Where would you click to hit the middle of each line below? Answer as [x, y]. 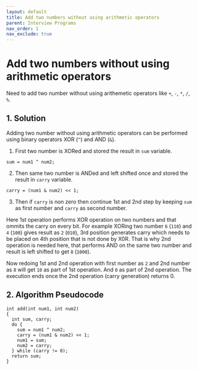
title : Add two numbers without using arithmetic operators [83, 17]
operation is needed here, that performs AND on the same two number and [99, 245]
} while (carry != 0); [40, 351]
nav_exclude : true [29, 34]
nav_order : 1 [22, 29]
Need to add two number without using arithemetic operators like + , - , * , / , [98, 93]
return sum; [27, 356]
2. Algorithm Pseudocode [55, 295]
